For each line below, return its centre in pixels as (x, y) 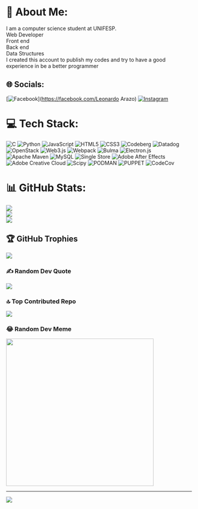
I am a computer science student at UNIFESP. (61, 28)
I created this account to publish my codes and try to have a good (86, 60)
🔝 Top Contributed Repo (41, 301)
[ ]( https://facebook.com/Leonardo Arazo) (71, 98)
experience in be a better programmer (52, 66)
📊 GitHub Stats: (46, 188)
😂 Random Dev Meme (39, 329)
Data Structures (25, 53)
